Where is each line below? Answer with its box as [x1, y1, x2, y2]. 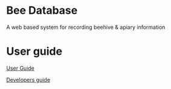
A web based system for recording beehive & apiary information [6, 23, 166, 31]
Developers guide [6, 76, 50, 83]
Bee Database [6, 4, 78, 17]
